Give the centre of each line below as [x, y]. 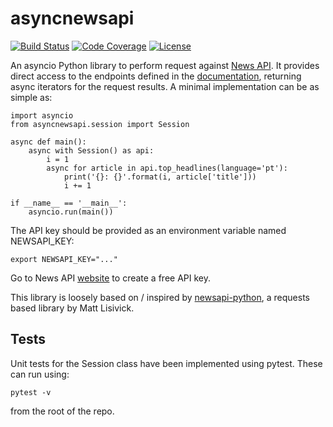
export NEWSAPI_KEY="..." [64, 259]
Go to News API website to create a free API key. [110, 278]
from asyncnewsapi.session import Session [100, 124]
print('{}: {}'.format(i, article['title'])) [160, 177]
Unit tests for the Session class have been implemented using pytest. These [166, 363]
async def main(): [48, 142]
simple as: [31, 97]
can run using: [40, 374]
